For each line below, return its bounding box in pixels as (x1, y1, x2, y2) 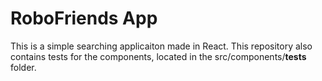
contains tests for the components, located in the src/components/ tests (10, 50, 307, 62)
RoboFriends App (10, 7, 158, 30)
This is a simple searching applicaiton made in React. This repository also (10, 40, 313, 52)
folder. (10, 61, 37, 73)
